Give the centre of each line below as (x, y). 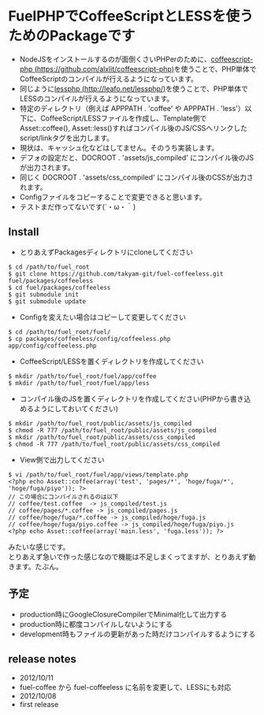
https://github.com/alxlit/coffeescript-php (104, 69)
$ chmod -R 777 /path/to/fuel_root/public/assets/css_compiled (114, 444)
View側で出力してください (62, 459)
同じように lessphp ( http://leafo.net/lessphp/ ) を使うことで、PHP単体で (134, 88)
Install (24, 232)
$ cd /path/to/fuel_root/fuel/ (59, 332)
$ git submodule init (44, 295)
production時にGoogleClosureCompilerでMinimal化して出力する (123, 614)
